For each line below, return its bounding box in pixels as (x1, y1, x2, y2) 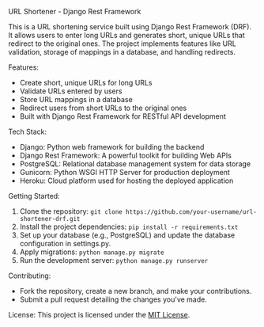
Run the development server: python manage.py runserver (19, 256, 209, 264)
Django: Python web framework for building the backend (19, 143, 205, 151)
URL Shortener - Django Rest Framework (8, 7, 141, 16)
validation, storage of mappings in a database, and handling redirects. (8, 48, 236, 56)
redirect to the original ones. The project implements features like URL (8, 39, 237, 48)
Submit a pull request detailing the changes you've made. (19, 295, 207, 304)
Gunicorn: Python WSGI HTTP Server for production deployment (19, 168, 231, 177)
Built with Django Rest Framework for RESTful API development (19, 112, 227, 121)
